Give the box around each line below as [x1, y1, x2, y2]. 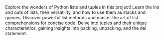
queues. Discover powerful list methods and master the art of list [5, 15, 139, 20]
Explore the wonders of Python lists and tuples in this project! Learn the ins [5, 4, 160, 10]
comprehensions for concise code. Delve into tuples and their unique [5, 20, 147, 26]
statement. [5, 31, 27, 36]
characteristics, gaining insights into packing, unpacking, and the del [5, 25, 147, 31]
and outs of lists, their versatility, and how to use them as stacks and [5, 9, 146, 15]
